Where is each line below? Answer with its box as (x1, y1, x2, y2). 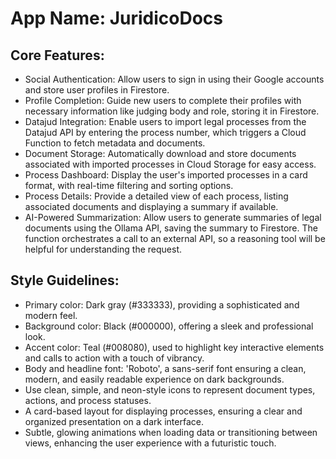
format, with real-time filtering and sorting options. (24, 180, 234, 191)
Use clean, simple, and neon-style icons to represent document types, (24, 383, 316, 396)
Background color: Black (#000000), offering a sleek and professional (24, 320, 314, 332)
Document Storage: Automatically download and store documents (24, 148, 297, 159)
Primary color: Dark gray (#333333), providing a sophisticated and (24, 298, 300, 311)
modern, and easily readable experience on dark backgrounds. (24, 373, 285, 385)
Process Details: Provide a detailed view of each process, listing (24, 190, 289, 202)
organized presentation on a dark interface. (24, 415, 204, 427)
